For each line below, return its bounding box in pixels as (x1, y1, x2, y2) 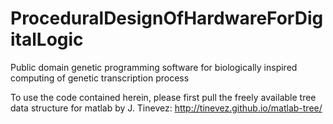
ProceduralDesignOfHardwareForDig (10, 7, 324, 30)
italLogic (10, 28, 84, 51)
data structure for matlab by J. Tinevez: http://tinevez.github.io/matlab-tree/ (10, 102, 323, 114)
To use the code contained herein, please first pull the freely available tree (10, 91, 317, 103)
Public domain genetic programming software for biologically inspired (10, 61, 298, 73)
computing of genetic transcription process (10, 72, 190, 84)
